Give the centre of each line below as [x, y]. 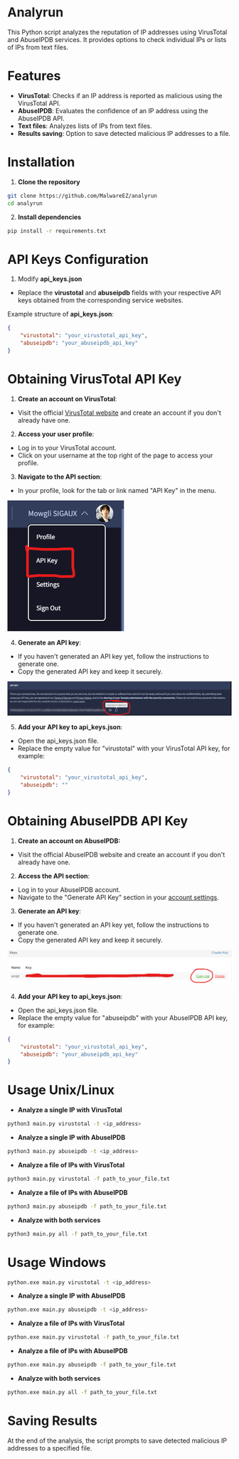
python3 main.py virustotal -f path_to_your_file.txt [89, 1179]
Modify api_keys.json [50, 279]
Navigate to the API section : [60, 477]
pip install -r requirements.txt [57, 231]
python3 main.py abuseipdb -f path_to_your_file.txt [87, 1206]
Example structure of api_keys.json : [60, 314]
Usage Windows [57, 1262]
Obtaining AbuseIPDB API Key [98, 821]
